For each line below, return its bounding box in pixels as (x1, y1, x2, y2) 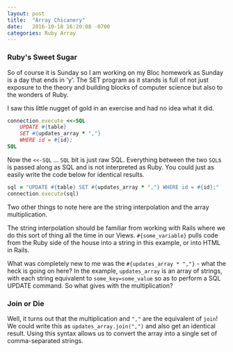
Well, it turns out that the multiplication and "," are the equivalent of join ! (7, 314, 218, 323)
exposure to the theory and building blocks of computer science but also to (7, 83, 223, 91)
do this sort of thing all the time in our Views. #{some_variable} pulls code (7, 231, 218, 240)
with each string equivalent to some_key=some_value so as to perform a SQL (7, 274, 221, 282)
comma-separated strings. (7, 336, 83, 344)
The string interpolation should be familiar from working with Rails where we (7, 224, 226, 232)
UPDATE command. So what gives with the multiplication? (7, 281, 173, 290)
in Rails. (7, 246, 30, 254)
